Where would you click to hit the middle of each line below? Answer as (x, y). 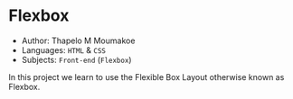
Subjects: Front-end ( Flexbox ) (76, 59)
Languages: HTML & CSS (63, 49)
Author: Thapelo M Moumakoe (78, 40)
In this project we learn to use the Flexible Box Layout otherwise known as (146, 76)
